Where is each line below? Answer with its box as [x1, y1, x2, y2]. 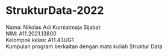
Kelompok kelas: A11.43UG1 [5, 36, 74, 43]
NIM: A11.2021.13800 [5, 30, 57, 37]
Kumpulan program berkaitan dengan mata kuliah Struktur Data [5, 43, 163, 50]
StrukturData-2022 [5, 4, 104, 17]
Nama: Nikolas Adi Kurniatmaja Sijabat [5, 23, 101, 31]
